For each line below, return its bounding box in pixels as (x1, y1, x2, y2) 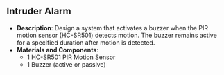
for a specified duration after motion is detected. (16, 38, 155, 47)
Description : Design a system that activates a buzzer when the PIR (16, 23, 209, 32)
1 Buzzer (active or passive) (26, 60, 106, 68)
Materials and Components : (16, 45, 98, 54)
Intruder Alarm (6, 6, 71, 17)
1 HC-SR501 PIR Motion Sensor (26, 53, 116, 61)
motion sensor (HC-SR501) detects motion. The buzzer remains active (16, 31, 218, 39)
